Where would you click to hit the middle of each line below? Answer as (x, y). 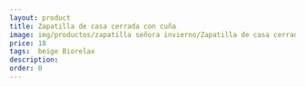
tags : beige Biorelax (52, 52)
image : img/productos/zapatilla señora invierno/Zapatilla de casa (140, 34)
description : (34, 60)
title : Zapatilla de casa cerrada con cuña (93, 26)
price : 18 (28, 43)
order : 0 (26, 69)
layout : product (40, 18)
